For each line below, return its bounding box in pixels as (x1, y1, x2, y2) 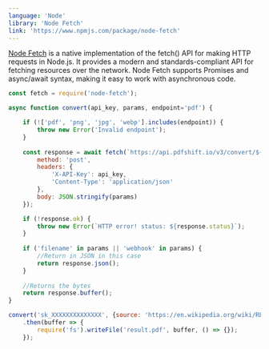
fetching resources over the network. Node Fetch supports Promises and (8, 66, 249, 75)
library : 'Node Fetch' (8, 19, 84, 27)
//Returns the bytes (22, 282, 91, 290)
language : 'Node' (8, 11, 66, 20)
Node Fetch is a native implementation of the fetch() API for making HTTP (8, 49, 251, 58)
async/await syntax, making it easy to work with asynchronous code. (8, 74, 236, 84)
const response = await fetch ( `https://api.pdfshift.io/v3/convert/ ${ (22, 148, 263, 156)
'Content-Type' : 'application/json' (50, 178, 174, 187)
